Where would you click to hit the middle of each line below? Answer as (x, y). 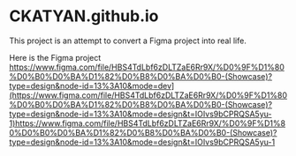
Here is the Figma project (55, 57)
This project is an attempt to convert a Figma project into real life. (128, 41)
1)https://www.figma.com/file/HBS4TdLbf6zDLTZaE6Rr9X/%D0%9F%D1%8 (147, 123)
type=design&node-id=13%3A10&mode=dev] (92, 85)
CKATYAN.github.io (84, 16)
